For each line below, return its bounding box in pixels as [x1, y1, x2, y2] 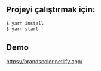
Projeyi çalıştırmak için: [6, 5, 96, 15]
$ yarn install [6, 20, 44, 26]
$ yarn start [6, 26, 39, 32]
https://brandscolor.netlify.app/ [6, 58, 83, 65]
